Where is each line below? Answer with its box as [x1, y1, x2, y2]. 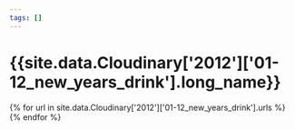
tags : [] [9, 13, 43, 23]
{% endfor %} [9, 111, 62, 123]
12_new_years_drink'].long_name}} [9, 72, 281, 92]
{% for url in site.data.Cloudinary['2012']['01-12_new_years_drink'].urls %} [9, 102, 286, 113]
